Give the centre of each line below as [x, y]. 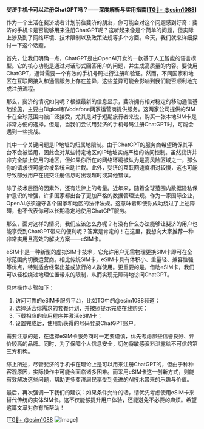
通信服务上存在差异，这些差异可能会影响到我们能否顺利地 [120, 81]
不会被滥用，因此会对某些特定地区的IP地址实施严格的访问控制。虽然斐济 [102, 152]
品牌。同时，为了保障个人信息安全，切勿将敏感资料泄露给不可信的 [110, 344]
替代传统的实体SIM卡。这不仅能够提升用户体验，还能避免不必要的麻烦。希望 [102, 400]
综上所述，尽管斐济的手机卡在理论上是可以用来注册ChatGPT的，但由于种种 [100, 364]
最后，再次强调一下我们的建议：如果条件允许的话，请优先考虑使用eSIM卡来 [100, 392]
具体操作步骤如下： [30, 287]
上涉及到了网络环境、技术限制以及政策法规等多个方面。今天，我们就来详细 [99, 38]
